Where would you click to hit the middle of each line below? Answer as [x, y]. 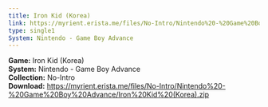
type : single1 [32, 30]
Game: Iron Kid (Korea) [46, 61]
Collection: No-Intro [42, 77]
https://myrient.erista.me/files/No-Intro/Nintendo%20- [136, 86]
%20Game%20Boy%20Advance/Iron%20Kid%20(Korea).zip [109, 95]
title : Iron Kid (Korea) [49, 16]
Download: [27, 86]
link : [17, 23]
